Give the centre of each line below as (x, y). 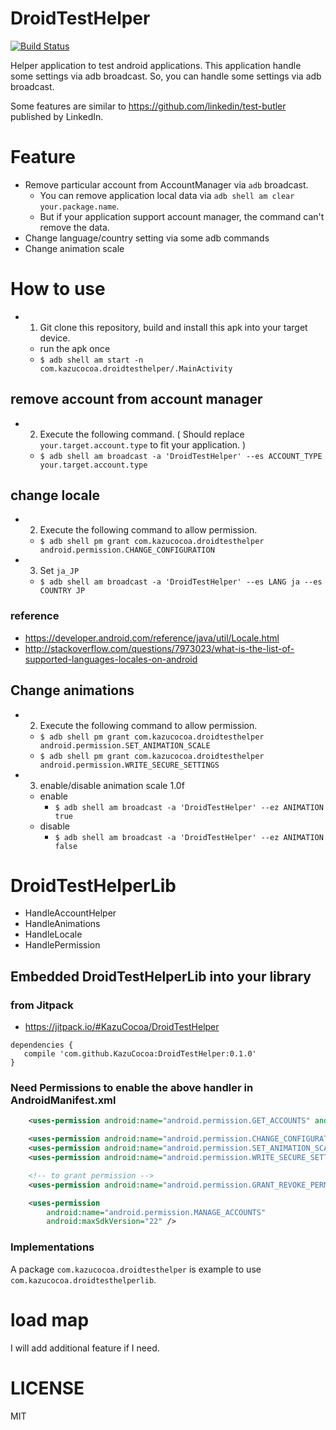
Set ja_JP (59, 571)
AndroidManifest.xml (63, 1100)
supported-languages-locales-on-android (111, 659)
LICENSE (47, 1388)
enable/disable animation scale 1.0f (112, 785)
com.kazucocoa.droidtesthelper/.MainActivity (136, 368)
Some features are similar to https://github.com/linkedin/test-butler (148, 106)
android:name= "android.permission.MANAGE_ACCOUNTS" (156, 1212)
